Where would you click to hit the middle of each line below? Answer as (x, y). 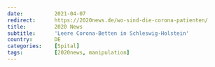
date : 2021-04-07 (47, 14)
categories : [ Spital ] (43, 46)
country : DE (34, 40)
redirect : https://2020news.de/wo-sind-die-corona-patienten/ (108, 20)
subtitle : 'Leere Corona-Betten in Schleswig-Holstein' (98, 33)
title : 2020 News (45, 27)
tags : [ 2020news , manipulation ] (69, 53)
